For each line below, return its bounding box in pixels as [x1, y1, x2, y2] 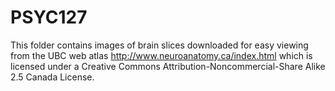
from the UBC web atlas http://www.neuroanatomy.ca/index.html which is [10, 49, 313, 61]
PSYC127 [10, 6, 88, 29]
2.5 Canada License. [10, 71, 95, 83]
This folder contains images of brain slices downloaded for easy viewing [10, 39, 309, 51]
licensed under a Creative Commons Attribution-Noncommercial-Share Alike [10, 60, 326, 72]
